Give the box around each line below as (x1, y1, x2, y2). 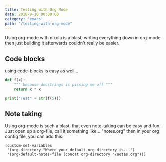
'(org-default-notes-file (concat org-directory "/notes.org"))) (7, 152, 146, 157)
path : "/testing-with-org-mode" (5, 21, 72, 26)
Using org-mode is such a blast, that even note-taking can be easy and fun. (5, 123, 161, 129)
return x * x (14, 87, 41, 92)
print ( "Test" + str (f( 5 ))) (5, 96, 61, 101)
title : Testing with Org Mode (5, 7, 68, 12)
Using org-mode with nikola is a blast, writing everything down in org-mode (5, 35, 161, 41)
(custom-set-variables (5, 143, 52, 148)
